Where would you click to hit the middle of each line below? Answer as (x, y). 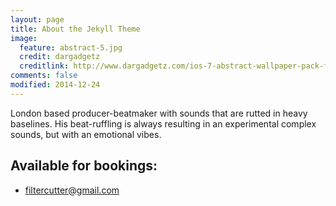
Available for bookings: (84, 166)
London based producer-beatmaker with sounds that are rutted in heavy (159, 113)
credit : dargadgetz (60, 57)
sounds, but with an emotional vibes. (86, 134)
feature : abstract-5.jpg (71, 47)
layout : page (37, 19)
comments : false (44, 76)
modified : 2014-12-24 (55, 85)
